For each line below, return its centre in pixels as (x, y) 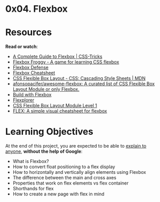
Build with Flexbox (32, 95)
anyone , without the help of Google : (44, 151)
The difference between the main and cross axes (64, 178)
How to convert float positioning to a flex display (64, 167)
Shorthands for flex (33, 189)
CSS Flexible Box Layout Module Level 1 (55, 106)
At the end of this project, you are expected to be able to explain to (76, 146)
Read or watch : (22, 47)
